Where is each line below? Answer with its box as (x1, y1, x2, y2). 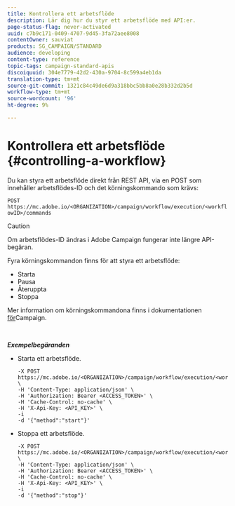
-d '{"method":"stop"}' (17, 492, 88, 499)
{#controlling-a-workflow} (7, 153, 166, 169)
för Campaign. (7, 313, 47, 321)
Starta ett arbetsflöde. (17, 354, 82, 362)
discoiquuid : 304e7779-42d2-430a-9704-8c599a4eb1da (7, 69, 161, 76)
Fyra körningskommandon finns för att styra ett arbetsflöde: (7, 256, 180, 265)
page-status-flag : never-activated (7, 23, 112, 30)
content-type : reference (7, 56, 80, 63)
